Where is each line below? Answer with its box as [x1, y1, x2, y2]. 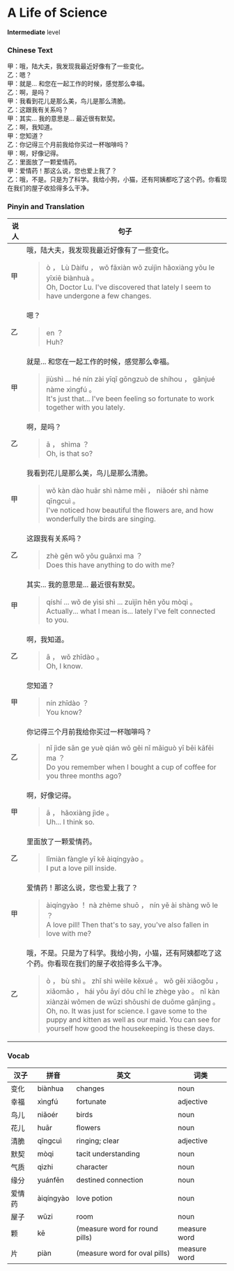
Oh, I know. [46, 661, 84, 670]
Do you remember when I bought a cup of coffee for [46, 762, 217, 771]
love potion [76, 1193, 113, 1203]
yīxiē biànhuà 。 [46, 273, 99, 283]
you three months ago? [46, 771, 122, 780]
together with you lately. [46, 402, 125, 412]
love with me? [46, 928, 92, 938]
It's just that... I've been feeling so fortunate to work [46, 394, 214, 403]
